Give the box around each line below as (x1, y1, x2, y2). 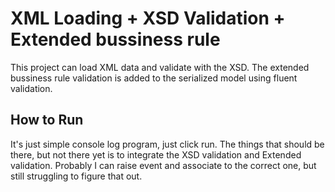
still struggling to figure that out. (10, 170, 143, 182)
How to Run (10, 112, 84, 129)
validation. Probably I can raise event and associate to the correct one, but (10, 159, 317, 171)
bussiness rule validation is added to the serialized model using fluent (10, 72, 298, 84)
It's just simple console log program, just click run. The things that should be (10, 138, 325, 150)
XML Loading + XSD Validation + (10, 7, 286, 30)
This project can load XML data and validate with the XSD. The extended (10, 61, 310, 73)
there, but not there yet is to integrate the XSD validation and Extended (10, 148, 302, 161)
